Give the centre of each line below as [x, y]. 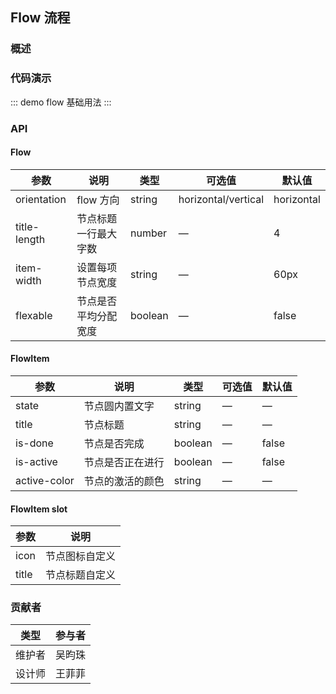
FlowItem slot [39, 509]
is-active [36, 461]
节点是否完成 [114, 443]
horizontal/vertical [221, 199]
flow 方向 [98, 200]
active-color [45, 480]
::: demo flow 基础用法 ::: [61, 102]
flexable [34, 315]
